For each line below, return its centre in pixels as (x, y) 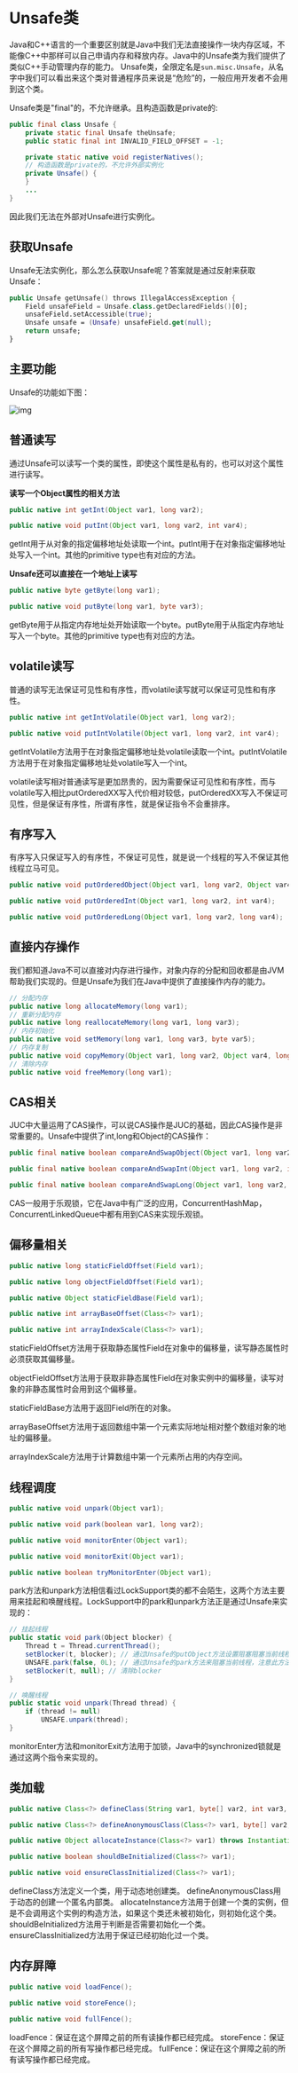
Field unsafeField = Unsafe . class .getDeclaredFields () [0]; (137, 306)
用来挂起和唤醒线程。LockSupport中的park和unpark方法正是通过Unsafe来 (145, 1602)
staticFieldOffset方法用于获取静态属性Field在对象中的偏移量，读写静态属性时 (149, 1348)
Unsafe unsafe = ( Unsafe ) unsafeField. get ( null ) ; (119, 323)
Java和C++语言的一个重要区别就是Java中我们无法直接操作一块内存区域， (143, 44)
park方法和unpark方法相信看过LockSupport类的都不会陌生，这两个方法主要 (147, 1590)
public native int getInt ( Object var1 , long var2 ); (106, 510)
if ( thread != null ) (63, 1712)
